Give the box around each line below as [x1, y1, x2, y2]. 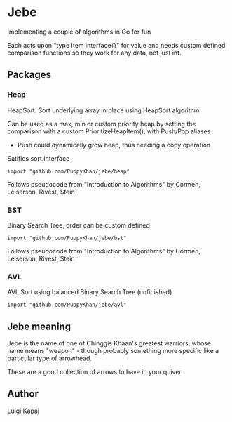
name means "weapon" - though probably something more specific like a [7, 347, 219, 355]
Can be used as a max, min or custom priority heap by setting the [7, 119, 196, 128]
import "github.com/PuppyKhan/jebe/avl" [7, 301, 128, 309]
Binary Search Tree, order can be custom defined [7, 220, 151, 229]
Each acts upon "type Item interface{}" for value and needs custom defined [7, 41, 226, 49]
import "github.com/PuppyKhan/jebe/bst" [7, 235, 128, 242]
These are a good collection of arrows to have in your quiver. [7, 368, 184, 376]
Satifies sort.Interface [7, 154, 70, 162]
